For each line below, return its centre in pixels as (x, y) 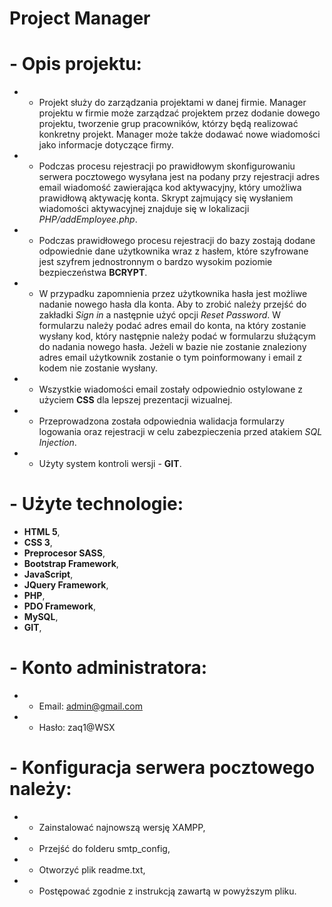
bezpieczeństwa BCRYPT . (93, 273)
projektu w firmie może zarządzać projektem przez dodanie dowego (179, 113)
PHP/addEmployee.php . (88, 219)
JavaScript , (48, 574)
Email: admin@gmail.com (90, 706)
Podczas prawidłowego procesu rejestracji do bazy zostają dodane (177, 241)
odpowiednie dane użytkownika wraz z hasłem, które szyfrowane (173, 251)
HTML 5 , (42, 532)
